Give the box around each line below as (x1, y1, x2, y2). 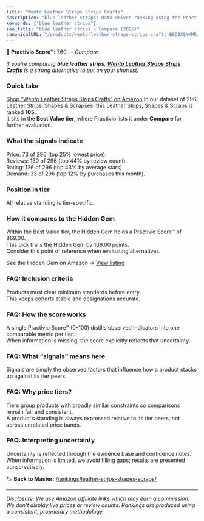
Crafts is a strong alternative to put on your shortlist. (6, 66, 138, 74)
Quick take (6, 82, 39, 90)
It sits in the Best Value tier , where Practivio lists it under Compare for (6, 115, 182, 122)
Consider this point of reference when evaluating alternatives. (6, 247, 161, 255)
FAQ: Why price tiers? (6, 388, 72, 396)
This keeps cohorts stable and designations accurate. (6, 295, 141, 302)
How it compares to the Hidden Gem (6, 214, 115, 222)
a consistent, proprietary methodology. (6, 508, 104, 515)
